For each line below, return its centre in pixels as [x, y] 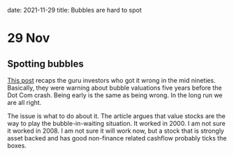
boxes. [17, 146]
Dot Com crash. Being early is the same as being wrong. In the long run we [115, 95]
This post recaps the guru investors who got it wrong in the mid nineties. [111, 80]
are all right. [24, 103]
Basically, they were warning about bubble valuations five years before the [115, 88]
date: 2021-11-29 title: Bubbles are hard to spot [74, 10]
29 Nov [29, 38]
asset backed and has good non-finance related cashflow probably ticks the [117, 138]
